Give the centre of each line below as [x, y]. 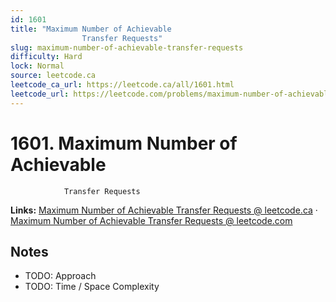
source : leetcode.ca [53, 76]
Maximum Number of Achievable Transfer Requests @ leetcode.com [151, 220]
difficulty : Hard [46, 57]
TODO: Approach [60, 276]
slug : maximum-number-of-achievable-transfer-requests [127, 47]
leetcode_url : [40, 94]
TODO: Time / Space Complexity [92, 287]
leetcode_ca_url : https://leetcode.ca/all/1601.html [122, 85]
